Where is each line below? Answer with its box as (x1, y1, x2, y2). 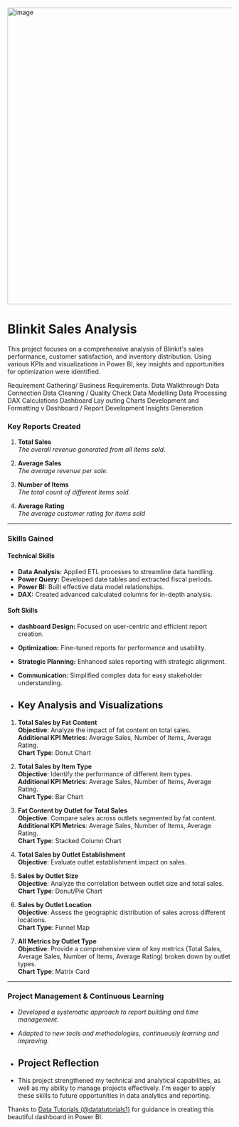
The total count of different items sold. (17, 488, 131, 497)
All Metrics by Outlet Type (17, 936, 97, 946)
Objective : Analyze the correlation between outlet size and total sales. (17, 879, 224, 887)
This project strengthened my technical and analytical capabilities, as (17, 1076, 221, 1084)
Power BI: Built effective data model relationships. (17, 582, 165, 591)
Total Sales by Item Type (17, 762, 92, 771)
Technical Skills (7, 551, 55, 560)
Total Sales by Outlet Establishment (17, 850, 126, 859)
